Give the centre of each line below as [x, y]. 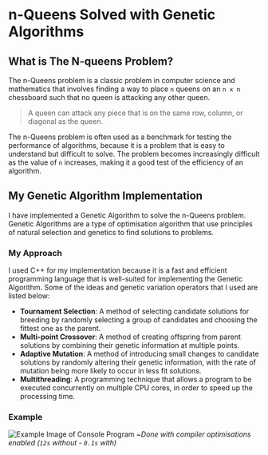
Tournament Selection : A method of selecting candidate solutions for [134, 311]
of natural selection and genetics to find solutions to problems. [111, 232]
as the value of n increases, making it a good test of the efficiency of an [126, 162]
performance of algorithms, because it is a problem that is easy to [116, 145]
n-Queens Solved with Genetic [112, 15]
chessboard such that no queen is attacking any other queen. [109, 97]
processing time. [47, 397]
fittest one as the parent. [60, 329]
